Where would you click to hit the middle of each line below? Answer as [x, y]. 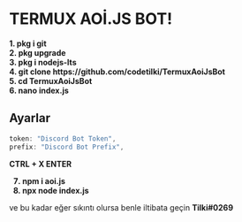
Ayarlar [30, 118]
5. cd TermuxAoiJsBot [51, 80]
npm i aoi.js [44, 180]
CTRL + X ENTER [41, 164]
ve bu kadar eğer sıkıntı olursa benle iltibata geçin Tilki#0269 [121, 207]
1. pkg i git [28, 43]
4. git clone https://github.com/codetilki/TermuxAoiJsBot [117, 72]
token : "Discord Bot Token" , [63, 138]
